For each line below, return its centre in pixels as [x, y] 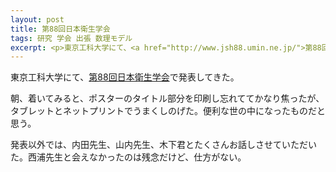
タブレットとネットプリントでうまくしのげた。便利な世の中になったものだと [168, 111]
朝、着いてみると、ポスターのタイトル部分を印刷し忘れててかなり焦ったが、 [167, 98]
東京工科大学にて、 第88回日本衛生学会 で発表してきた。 [125, 77]
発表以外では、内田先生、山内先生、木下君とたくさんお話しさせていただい [163, 145]
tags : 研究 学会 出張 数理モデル [71, 38]
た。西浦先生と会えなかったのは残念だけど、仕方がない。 [128, 157]
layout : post [37, 19]
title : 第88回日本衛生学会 [60, 29]
